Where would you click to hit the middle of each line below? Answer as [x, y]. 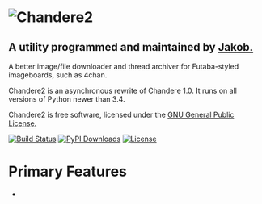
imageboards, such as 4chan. [58, 75]
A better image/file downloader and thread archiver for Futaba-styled [124, 66]
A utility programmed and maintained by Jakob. [131, 47]
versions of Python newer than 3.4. [67, 99]
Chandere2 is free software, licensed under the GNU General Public [121, 114]
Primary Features [68, 171]
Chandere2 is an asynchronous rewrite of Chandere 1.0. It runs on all [123, 90]
